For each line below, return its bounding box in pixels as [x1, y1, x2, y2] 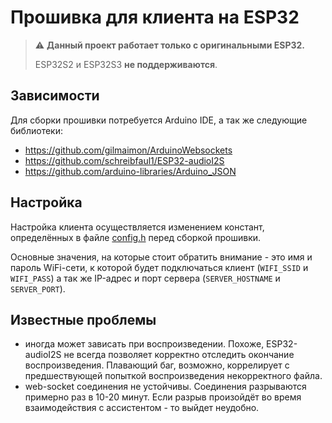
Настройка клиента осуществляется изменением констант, [10, 221, 265, 233]
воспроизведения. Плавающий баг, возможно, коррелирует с [24, 359, 290, 371]
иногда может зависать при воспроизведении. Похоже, [24, 338, 265, 350]
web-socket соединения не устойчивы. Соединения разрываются [24, 381, 307, 393]
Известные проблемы [10, 311, 157, 328]
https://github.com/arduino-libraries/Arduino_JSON [24, 165, 237, 177]
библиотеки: [10, 124, 63, 136]
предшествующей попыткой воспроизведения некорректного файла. [24, 370, 323, 382]
